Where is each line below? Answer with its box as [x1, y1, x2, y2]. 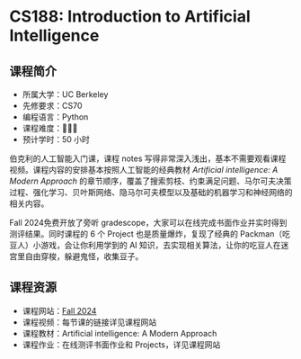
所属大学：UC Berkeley [22, 89, 109, 100]
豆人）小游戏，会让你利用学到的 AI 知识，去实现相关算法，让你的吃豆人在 [9, 240, 281, 250]
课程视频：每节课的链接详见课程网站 [22, 317, 157, 328]
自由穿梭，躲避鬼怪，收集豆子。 [24, 251, 144, 262]
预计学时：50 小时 [22, 134, 90, 145]
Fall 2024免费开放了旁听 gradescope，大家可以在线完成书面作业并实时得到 [9, 218, 288, 228]
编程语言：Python [22, 112, 89, 122]
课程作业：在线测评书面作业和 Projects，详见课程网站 [22, 339, 221, 350]
